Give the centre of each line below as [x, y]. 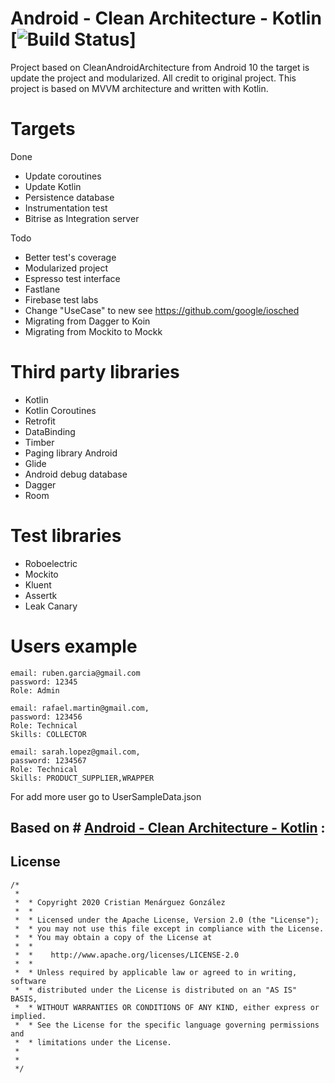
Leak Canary [51, 606]
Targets [43, 129]
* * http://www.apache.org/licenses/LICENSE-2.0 [127, 955]
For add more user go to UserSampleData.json [106, 796]
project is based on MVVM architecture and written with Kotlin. [139, 88]
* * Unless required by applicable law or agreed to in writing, [156, 972]
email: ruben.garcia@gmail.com [75, 673]
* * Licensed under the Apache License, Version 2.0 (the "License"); [167, 920]
